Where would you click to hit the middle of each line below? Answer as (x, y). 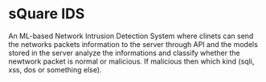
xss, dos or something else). (55, 69)
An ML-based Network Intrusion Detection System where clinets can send (131, 36)
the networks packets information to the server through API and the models (133, 44)
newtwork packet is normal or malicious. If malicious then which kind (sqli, (131, 61)
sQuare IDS (47, 14)
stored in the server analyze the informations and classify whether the (125, 53)
